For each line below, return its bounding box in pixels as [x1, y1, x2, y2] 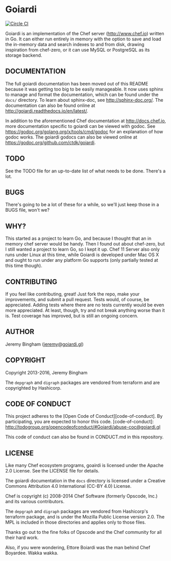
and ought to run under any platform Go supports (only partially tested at [5, 257, 158, 263]
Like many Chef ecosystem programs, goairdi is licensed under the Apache [5, 462, 164, 468]
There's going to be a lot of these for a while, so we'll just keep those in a [5, 201, 159, 208]
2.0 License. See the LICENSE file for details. [5, 468, 100, 474]
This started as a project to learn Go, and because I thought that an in [5, 235, 152, 241]
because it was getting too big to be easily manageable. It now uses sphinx [5, 86, 163, 92]
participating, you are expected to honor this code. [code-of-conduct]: [5, 418, 154, 425]
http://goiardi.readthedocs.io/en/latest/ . [5, 107, 88, 114]
